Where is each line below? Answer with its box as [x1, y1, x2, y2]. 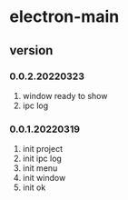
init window [22, 173, 66, 184]
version [9, 43, 54, 58]
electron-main [9, 6, 120, 27]
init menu [22, 163, 58, 174]
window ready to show [22, 90, 108, 101]
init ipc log [22, 153, 62, 165]
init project [22, 144, 64, 155]
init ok [22, 182, 46, 193]
